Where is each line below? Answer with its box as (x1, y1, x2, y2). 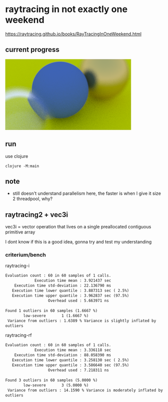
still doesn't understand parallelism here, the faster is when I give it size (12, 190, 161, 197)
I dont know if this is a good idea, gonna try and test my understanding (5, 239, 152, 245)
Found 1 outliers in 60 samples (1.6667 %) (5, 308, 98, 313)
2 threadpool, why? (12, 196, 53, 202)
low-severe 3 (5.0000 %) (23, 383, 89, 388)
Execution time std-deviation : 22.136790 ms (14, 283, 112, 288)
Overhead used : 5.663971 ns (48, 298, 109, 303)
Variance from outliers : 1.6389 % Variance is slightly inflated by (7, 318, 156, 324)
